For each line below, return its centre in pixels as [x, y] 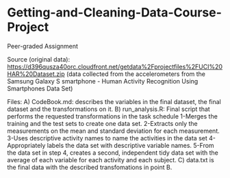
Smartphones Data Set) [40, 88]
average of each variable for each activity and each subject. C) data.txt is [111, 160]
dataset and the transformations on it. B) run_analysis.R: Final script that [108, 109]
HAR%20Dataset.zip [36, 74]
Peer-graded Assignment [43, 46]
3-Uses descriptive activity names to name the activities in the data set [107, 138]
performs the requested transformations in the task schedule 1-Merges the [112, 116]
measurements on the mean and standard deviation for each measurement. [114, 131]
